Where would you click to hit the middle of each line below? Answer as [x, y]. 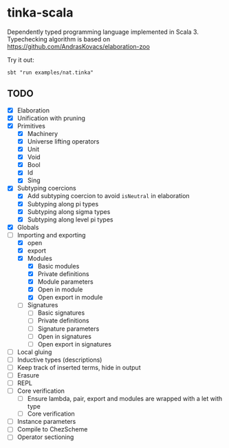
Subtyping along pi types [63, 204]
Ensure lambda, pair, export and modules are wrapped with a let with [125, 399]
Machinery [43, 133]
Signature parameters [68, 329]
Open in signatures [64, 336]
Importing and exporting [51, 235]
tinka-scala [40, 13]
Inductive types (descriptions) [59, 360]
